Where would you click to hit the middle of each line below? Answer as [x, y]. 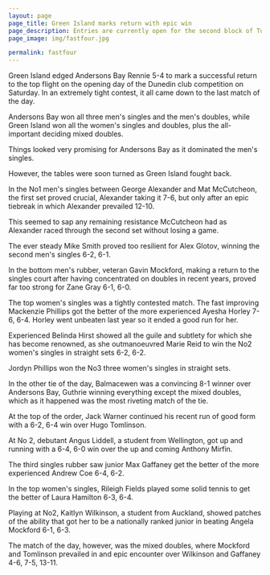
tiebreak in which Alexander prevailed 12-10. [82, 207]
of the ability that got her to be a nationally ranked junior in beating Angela [131, 522]
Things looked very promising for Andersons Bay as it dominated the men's [133, 150]
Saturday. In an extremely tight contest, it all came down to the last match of [134, 92]
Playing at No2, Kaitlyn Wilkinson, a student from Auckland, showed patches [135, 513]
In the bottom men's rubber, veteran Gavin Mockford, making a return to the [134, 270]
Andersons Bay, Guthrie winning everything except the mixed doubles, [125, 392]
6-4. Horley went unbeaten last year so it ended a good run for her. [127, 320]
